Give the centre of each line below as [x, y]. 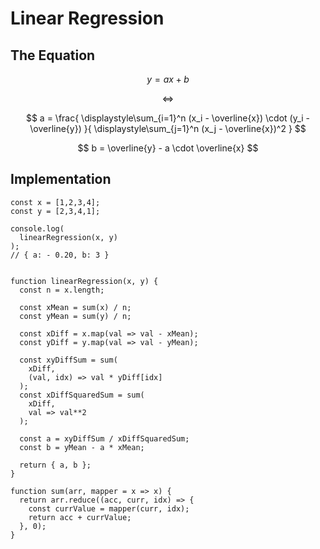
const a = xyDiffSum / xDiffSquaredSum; [104, 438]
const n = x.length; [62, 290]
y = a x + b [168, 79]
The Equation [53, 55]
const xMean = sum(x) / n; [75, 307]
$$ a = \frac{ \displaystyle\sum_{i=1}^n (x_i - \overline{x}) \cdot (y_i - [168, 118]
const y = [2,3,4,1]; [55, 211]
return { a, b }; [55, 465]
